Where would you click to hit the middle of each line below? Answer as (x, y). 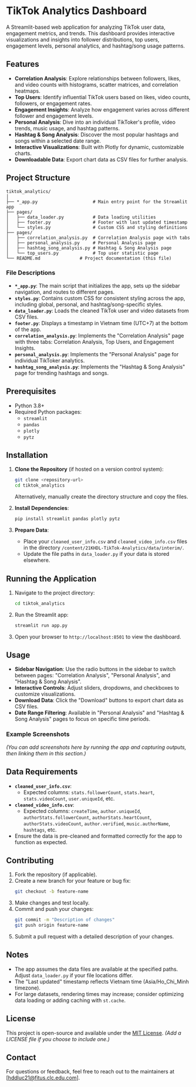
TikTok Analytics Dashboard (77, 11)
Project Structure (38, 178)
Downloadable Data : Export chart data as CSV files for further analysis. (101, 159)
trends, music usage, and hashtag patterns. (67, 128)
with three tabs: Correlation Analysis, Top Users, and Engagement (94, 342)
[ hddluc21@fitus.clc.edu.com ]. (43, 1078)
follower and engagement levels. (54, 116)
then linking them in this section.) (46, 753)
